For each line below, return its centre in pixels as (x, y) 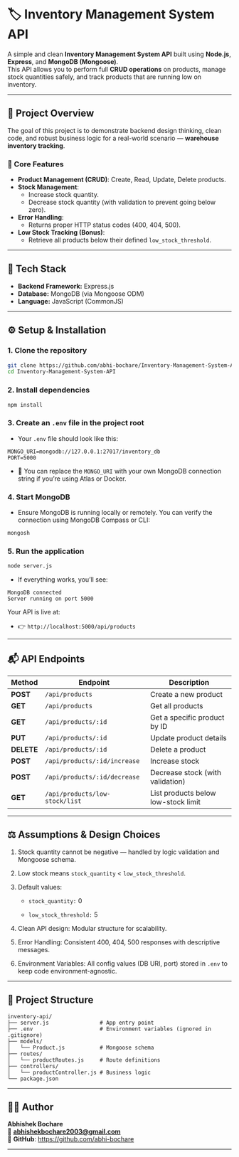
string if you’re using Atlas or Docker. (72, 479)
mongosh (19, 533)
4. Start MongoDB (39, 497)
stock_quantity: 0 (55, 900)
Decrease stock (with (186, 772)
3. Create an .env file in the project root (76, 423)
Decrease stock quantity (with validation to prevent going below (122, 202)
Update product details (189, 737)
